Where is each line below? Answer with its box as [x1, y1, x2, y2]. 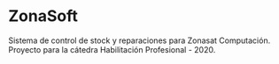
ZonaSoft [8, 6, 79, 26]
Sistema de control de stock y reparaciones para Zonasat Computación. [8, 35, 271, 46]
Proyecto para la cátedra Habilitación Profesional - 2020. [8, 44, 216, 54]
